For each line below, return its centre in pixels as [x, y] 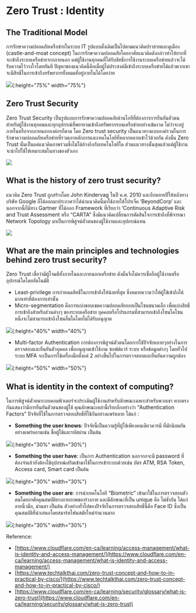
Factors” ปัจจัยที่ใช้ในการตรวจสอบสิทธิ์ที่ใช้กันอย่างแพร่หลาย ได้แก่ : [73, 414]
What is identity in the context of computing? [90, 386]
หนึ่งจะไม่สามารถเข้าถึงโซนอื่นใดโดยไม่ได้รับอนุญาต [63, 319]
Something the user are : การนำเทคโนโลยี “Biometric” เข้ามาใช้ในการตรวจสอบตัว [101, 493]
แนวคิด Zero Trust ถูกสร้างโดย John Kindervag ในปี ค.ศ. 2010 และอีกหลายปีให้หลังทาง [97, 195]
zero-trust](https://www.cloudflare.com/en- [67, 598]
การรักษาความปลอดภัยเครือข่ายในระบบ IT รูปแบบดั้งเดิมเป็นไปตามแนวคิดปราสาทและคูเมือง [93, 46]
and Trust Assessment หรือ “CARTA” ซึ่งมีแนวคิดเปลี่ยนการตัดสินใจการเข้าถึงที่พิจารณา [96, 214]
